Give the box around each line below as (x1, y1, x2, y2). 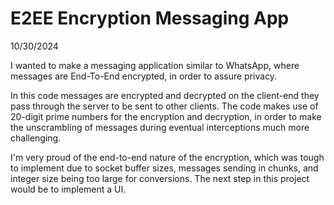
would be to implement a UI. (10, 183, 127, 195)
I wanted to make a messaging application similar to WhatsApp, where (10, 59, 300, 71)
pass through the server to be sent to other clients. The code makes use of (10, 100, 319, 112)
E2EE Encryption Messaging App (10, 7, 290, 30)
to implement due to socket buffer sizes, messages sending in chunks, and (10, 162, 319, 174)
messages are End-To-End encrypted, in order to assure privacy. (10, 70, 278, 82)
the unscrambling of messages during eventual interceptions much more (10, 121, 310, 133)
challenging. (10, 132, 62, 144)
